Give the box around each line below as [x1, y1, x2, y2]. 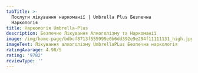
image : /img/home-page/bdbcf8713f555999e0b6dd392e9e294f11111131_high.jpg [6, 36, 194, 42]
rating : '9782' [6, 52, 44, 58]
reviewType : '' [6, 58, 44, 64]
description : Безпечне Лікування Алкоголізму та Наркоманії [6, 31, 157, 36]
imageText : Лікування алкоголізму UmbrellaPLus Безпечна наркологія [6, 42, 178, 48]
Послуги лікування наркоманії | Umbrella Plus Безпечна [11, 14, 151, 20]
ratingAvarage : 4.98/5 [6, 47, 62, 53]
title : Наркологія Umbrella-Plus [6, 25, 88, 31]
